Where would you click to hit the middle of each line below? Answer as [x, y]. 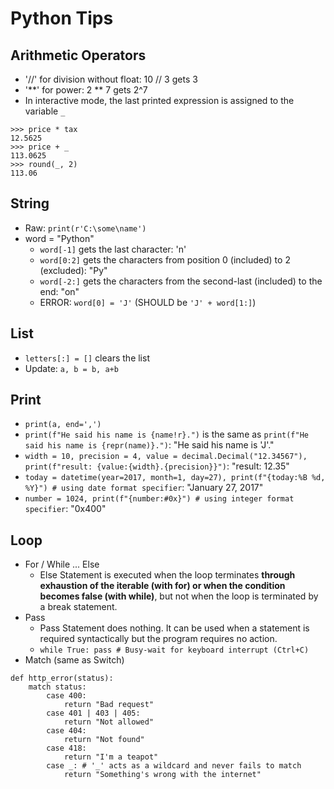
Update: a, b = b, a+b [71, 368]
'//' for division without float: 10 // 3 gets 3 [111, 79]
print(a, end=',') [63, 425]
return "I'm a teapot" [111, 757]
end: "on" [59, 291]
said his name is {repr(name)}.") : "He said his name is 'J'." [149, 445]
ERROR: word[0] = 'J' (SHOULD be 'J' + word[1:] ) [148, 302]
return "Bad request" [109, 705]
